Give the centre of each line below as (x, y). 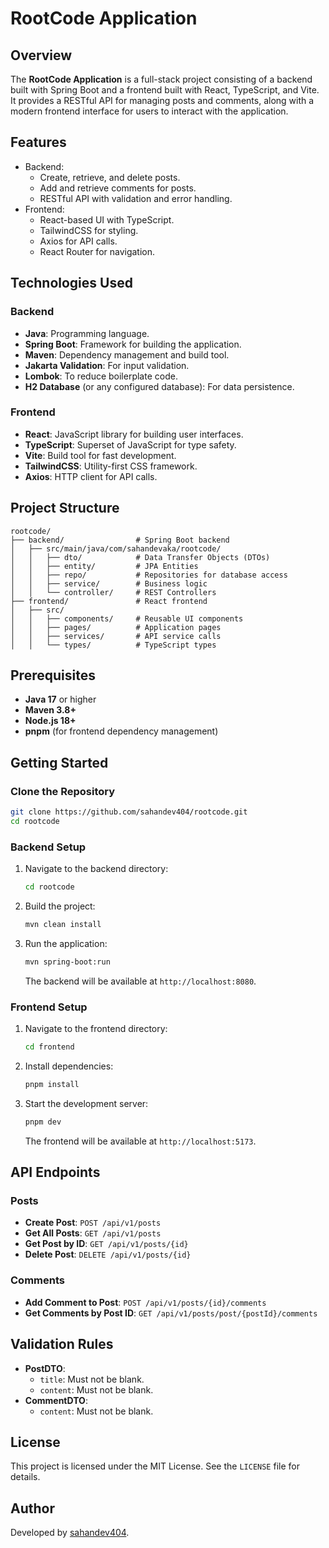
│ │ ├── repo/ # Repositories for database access (149, 575)
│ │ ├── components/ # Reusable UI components (127, 618)
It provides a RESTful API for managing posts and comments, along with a (162, 100)
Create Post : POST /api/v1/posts (93, 1223)
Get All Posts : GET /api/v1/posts (93, 1233)
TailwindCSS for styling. (89, 230)
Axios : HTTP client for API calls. (91, 476)
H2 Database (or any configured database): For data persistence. (159, 386)
